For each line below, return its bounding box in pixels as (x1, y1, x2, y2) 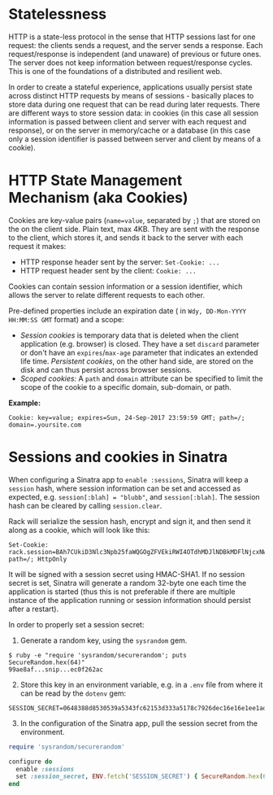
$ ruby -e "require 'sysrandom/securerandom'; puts (8, 651, 187, 659)
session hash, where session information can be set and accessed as (8, 483, 241, 493)
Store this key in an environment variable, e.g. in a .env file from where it (19, 679, 263, 689)
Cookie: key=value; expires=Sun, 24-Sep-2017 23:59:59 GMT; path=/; (8, 413, 245, 422)
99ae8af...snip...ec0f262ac (8, 665, 104, 674)
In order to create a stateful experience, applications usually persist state (8, 82, 253, 92)
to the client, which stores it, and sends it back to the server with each (8, 233, 244, 242)
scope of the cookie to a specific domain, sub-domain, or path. (19, 382, 232, 391)
